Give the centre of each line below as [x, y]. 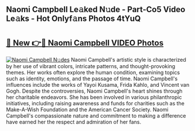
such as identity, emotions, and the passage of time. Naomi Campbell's [92, 79]
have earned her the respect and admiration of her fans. [74, 122]
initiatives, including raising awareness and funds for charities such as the [95, 103]
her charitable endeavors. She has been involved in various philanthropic [94, 97]
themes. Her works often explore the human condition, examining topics [93, 72]
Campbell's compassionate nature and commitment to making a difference [96, 116]
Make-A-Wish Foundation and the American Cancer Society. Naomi [87, 109]
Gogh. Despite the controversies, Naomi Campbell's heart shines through [94, 91]
